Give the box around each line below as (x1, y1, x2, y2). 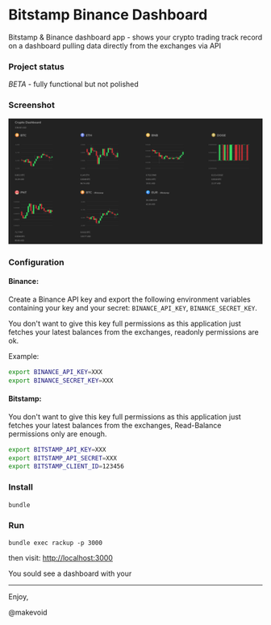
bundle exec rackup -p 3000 (8, 539, 103, 547)
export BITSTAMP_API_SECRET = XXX (8, 454, 117, 462)
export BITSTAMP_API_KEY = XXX (8, 445, 106, 453)
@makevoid (8, 607, 48, 617)
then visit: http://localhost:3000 (8, 552, 113, 562)
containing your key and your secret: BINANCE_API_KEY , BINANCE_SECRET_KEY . (8, 302, 258, 312)
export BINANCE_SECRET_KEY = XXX (8, 377, 114, 385)
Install (8, 481, 34, 493)
